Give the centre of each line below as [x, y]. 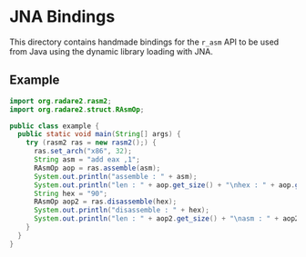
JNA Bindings [62, 17]
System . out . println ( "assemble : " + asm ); [115, 176]
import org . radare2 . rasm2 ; [61, 101]
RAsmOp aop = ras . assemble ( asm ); [97, 168]
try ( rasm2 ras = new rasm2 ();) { [91, 143]
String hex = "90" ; [70, 193]
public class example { [55, 126]
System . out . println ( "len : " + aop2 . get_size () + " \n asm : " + [156, 219]
